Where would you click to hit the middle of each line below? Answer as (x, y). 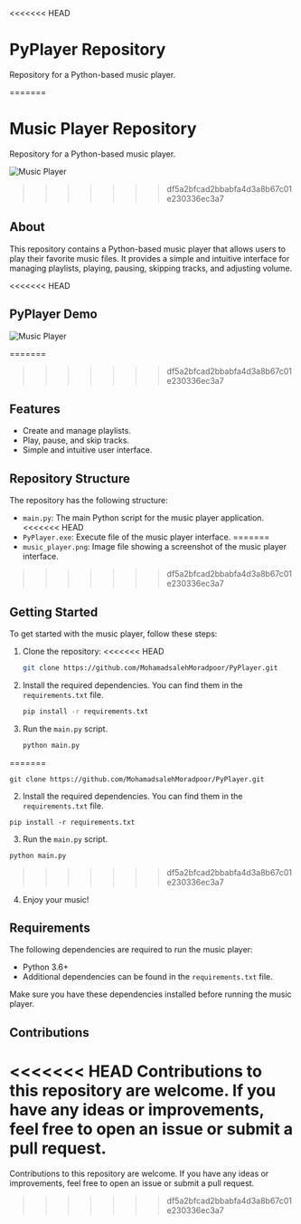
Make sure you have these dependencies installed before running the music (150, 994)
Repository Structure (70, 478)
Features (35, 409)
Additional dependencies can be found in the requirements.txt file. (147, 977)
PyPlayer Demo (53, 315)
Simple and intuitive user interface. (87, 450)
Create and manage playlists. (76, 431)
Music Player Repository (103, 129)
